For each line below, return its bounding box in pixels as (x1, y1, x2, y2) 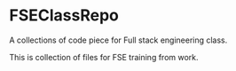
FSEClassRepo (9, 5, 120, 26)
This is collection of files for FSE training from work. (9, 51, 199, 62)
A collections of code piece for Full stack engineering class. (9, 35, 228, 45)
